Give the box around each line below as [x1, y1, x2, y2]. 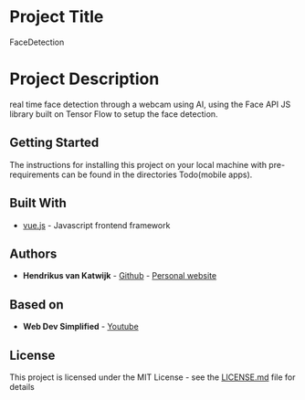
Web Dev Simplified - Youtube [22, 321, 139, 332]
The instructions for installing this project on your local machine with [9, 159, 268, 170]
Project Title [9, 6, 104, 27]
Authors [9, 246, 58, 261]
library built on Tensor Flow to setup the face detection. [9, 108, 218, 120]
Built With [9, 195, 67, 211]
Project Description [9, 68, 160, 89]
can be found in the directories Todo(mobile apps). [61, 169, 253, 180]
